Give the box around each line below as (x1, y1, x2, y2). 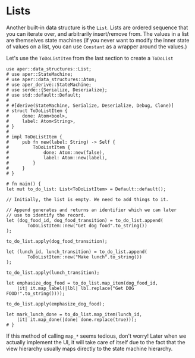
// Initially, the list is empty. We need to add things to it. (6, 196, 169, 202)
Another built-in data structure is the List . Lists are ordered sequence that (6, 24, 188, 31)
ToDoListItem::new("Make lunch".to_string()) (27, 254, 143, 260)
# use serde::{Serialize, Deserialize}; (6, 87, 108, 93)
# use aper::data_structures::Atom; (6, 76, 97, 82)
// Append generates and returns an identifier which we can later (6, 207, 177, 213)
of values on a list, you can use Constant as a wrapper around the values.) (6, 43, 187, 50)
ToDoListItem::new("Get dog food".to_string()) (27, 223, 147, 229)
